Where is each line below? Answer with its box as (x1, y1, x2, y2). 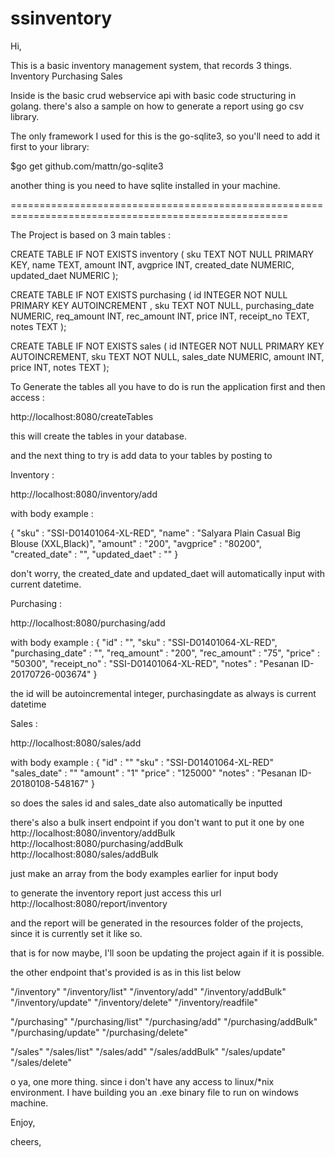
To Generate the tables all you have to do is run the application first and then (10, 380, 326, 392)
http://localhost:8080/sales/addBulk (10, 848, 159, 860)
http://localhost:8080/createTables (10, 410, 154, 422)
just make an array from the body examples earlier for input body (10, 867, 279, 879)
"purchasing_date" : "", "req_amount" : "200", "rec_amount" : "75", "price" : (10, 647, 321, 659)
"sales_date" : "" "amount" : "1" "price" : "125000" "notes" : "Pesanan (10, 767, 297, 779)
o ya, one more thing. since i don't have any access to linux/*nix (10, 1075, 275, 1087)
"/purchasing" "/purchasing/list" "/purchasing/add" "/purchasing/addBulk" (10, 1015, 318, 1027)
